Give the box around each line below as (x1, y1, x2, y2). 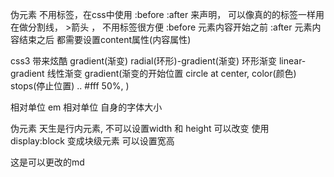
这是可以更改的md (10, 156, 85, 168)
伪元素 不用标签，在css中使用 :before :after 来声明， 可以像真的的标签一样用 (10, 9, 325, 20)
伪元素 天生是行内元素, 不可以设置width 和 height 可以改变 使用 (10, 123, 270, 134)
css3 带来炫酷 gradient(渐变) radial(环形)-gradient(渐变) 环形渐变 (10, 55, 277, 67)
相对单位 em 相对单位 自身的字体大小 (10, 101, 163, 113)
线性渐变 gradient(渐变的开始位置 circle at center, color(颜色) (46, 68, 297, 79)
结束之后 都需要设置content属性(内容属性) (18, 34, 192, 45)
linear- (278, 55, 307, 67)
